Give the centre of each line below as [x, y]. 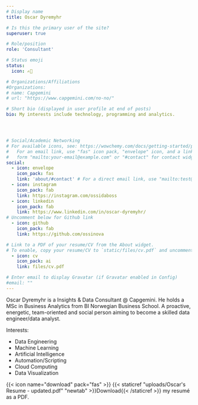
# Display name [25, 12]
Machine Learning [37, 348]
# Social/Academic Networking [43, 141]
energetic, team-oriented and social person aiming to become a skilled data [98, 312]
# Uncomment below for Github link [50, 218]
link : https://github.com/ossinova [60, 234]
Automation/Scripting [40, 360]
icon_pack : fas [35, 174]
